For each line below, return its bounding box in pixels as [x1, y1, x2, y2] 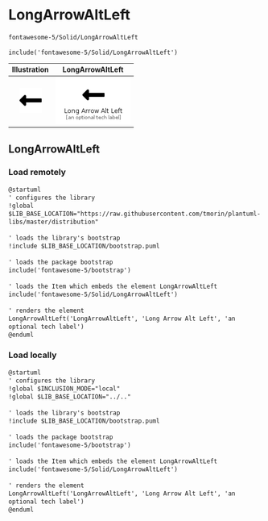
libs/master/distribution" [8, 218, 99, 226]
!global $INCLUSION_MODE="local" [8, 385, 121, 393]
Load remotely [8, 166, 67, 177]
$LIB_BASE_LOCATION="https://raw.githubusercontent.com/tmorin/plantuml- [8, 210, 262, 218]
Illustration [11, 65, 50, 74]
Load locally [8, 349, 57, 361]
